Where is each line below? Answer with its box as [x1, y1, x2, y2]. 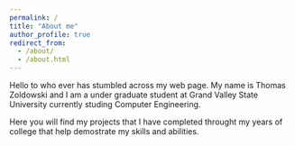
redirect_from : [9, 38, 67, 48]
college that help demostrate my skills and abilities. [9, 126, 199, 136]
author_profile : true [9, 30, 91, 39]
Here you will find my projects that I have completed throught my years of [9, 116, 283, 127]
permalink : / [9, 13, 59, 23]
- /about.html [17, 55, 70, 64]
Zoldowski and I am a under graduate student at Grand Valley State [9, 89, 259, 100]
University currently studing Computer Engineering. [9, 99, 201, 109]
